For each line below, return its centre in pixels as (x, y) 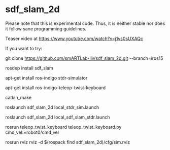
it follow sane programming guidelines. (46, 28)
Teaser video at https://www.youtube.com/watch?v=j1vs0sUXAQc (74, 39)
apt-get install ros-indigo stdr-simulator (46, 78)
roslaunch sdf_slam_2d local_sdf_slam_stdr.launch (58, 117)
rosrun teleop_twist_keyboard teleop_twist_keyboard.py (63, 127)
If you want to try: (24, 48)
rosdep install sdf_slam (29, 68)
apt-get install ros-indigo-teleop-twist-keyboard (56, 88)
